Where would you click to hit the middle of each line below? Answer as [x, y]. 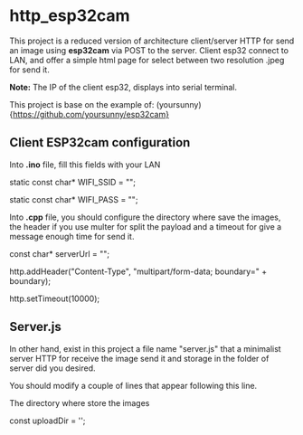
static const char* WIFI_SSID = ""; [72, 182]
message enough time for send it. [72, 236]
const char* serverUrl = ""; [60, 253]
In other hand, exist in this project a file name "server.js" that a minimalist [146, 348]
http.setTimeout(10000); [55, 298]
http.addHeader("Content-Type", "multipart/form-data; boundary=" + [138, 271]
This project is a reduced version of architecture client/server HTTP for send [152, 41]
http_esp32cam [70, 16]
